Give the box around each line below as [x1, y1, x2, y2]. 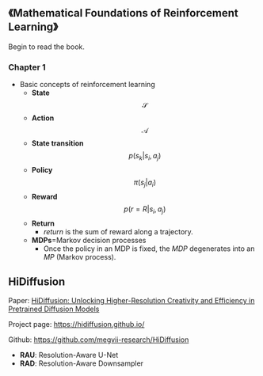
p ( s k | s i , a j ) [128, 151, 162, 162]
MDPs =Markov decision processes [31, 235, 147, 245]
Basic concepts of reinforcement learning [19, 80, 156, 89]
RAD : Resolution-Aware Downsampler [19, 359, 144, 368]
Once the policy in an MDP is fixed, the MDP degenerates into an [43, 244, 255, 253]
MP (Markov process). [43, 252, 116, 261]
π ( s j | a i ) [133, 177, 157, 188]
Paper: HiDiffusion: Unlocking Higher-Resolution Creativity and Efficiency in [8, 296, 255, 306]
